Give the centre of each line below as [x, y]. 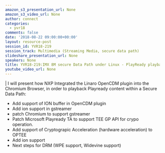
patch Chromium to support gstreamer [51, 114]
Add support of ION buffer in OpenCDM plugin [59, 103]
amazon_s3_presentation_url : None [41, 10]
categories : [17, 23]
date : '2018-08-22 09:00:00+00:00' [41, 38]
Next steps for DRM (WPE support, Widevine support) [67, 145]
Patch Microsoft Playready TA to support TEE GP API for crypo [75, 119]
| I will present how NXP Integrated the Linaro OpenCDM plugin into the [77, 83]
